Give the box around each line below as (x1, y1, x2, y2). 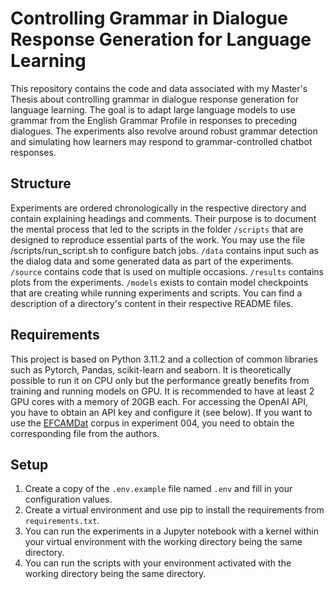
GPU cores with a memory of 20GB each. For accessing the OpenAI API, (10, 395, 309, 407)
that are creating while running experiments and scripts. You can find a (10, 287, 303, 299)
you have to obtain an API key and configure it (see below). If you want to (10, 406, 313, 418)
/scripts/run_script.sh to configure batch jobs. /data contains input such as (10, 244, 319, 256)
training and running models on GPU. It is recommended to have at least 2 (10, 385, 315, 397)
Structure (10, 175, 72, 192)
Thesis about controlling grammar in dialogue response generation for (10, 93, 299, 105)
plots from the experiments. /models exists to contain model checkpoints (10, 276, 309, 288)
